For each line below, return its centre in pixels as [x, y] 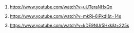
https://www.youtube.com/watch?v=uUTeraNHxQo [61, 7]
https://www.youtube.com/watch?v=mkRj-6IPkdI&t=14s [65, 16]
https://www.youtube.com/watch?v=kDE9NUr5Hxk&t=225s [69, 25]
